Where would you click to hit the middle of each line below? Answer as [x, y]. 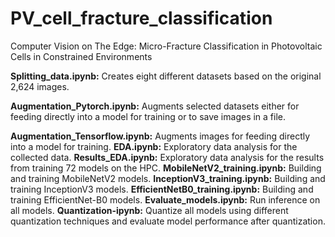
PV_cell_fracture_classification [141, 18]
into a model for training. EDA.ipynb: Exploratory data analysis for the [154, 146]
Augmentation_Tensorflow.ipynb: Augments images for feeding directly [160, 136]
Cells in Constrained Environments [81, 56]
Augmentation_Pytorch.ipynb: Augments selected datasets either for [155, 106]
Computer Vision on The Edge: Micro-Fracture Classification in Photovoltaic [166, 46]
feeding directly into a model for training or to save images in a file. [148, 116]
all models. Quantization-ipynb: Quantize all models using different [149, 210]
